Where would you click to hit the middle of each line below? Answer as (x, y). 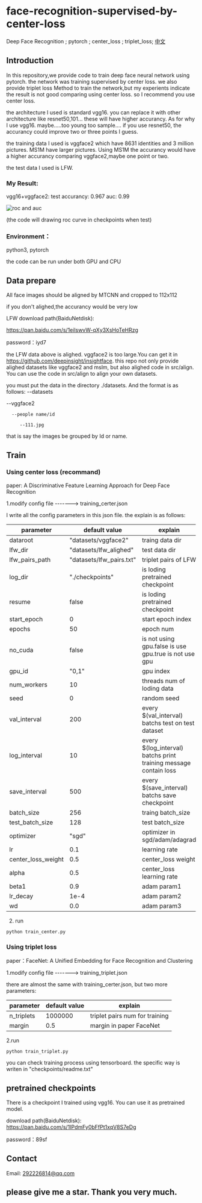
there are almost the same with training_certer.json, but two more (87, 984)
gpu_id (19, 671)
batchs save (159, 795)
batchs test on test (168, 723)
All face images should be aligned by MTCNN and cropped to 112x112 (92, 295)
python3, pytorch (28, 250)
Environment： (29, 236)
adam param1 (162, 886)
